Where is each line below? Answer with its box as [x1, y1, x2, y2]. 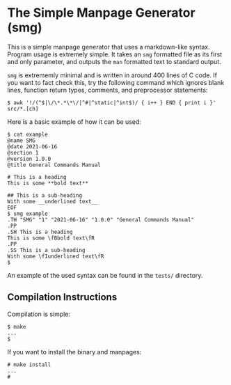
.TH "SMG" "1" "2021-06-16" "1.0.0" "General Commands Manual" [7, 216, 195, 223]
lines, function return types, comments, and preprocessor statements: [7, 86, 208, 94]
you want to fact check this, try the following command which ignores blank [7, 78, 225, 86]
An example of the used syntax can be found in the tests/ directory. [7, 271, 203, 279]
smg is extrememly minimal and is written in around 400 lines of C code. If [7, 71, 218, 79]
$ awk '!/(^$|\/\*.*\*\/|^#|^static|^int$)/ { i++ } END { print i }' [7, 99, 216, 106]
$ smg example [7, 210, 49, 217]
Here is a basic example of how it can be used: [7, 117, 141, 126]
